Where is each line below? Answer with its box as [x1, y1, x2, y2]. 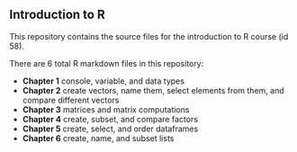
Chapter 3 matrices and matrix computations [22, 103, 190, 115]
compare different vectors [22, 94, 120, 105]
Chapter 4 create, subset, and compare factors [22, 113, 199, 124]
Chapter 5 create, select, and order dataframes [22, 123, 199, 134]
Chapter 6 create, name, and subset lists [22, 132, 175, 143]
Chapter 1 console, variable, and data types [22, 76, 184, 86]
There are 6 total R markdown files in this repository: [9, 58, 204, 68]
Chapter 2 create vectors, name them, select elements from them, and [22, 85, 285, 95]
